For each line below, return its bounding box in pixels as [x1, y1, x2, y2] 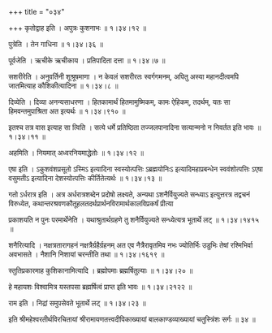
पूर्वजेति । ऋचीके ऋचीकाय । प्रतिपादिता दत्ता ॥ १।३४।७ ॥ [8, 56, 166, 65]
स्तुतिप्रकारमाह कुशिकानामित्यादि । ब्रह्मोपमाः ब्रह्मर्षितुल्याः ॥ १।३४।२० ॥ [8, 266, 193, 275]
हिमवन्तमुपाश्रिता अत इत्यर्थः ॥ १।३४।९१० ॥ [8, 106, 126, 116]
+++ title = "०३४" [8, 7, 65, 16]
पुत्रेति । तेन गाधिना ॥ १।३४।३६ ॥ [8, 40, 104, 49]
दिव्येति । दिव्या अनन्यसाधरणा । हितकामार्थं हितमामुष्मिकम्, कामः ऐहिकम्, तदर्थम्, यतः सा [8, 97, 231, 106]
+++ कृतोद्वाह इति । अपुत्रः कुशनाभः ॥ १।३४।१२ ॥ [8, 24, 147, 32]
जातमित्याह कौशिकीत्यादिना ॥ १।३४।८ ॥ [8, 81, 119, 90]
